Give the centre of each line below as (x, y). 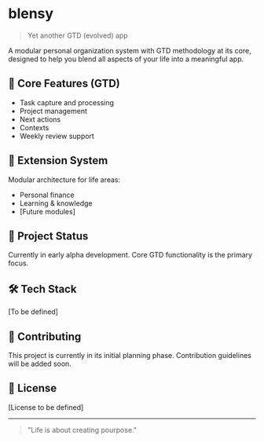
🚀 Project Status (48, 236)
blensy (31, 14)
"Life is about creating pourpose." (82, 429)
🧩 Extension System (58, 161)
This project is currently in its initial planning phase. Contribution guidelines (130, 355)
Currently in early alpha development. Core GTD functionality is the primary (130, 255)
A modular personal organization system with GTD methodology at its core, (130, 50)
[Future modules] (48, 211)
